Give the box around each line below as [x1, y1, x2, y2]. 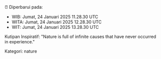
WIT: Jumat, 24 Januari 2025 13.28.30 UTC [11, 24, 99, 30]
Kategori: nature [4, 48, 37, 54]
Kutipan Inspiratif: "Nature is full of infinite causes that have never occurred [4, 34, 157, 39]
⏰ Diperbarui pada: [4, 4, 43, 10]
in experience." [4, 39, 35, 44]
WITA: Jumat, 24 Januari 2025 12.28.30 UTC [11, 19, 102, 25]
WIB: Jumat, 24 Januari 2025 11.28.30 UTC [11, 14, 99, 20]
